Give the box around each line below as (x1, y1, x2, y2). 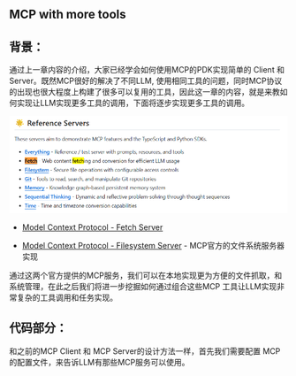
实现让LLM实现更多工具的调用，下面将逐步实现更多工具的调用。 (16, 97, 250, 109)
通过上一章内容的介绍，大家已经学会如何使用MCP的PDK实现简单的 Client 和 (9, 65, 285, 75)
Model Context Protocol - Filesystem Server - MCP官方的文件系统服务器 (21, 241, 285, 251)
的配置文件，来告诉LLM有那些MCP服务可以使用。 (9, 357, 190, 367)
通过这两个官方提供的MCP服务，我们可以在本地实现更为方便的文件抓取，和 (9, 270, 283, 281)
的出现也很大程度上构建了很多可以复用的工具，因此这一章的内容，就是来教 (9, 87, 280, 97)
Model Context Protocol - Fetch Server (21, 222, 163, 233)
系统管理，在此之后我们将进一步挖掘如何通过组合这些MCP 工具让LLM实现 (9, 281, 277, 292)
